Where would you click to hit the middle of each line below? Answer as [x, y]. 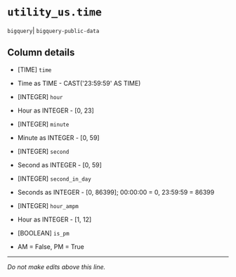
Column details [41, 52]
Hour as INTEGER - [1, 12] [54, 219]
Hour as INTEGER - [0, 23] [56, 110]
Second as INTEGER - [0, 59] [59, 165]
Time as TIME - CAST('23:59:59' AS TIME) [79, 83]
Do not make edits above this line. [57, 266]
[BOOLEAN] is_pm [43, 233]
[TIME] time [34, 70]
